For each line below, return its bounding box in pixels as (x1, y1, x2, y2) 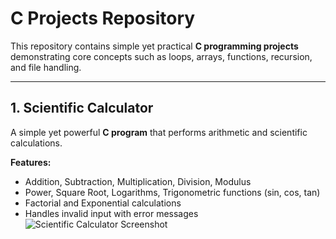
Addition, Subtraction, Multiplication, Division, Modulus (24, 175, 252, 187)
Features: (10, 156, 52, 168)
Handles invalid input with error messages (24, 207, 199, 219)
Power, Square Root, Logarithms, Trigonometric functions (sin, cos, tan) (24, 186, 321, 198)
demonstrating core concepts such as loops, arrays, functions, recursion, (10, 50, 313, 62)
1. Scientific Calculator (10, 100, 154, 117)
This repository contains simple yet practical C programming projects (10, 40, 299, 52)
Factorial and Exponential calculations (24, 197, 182, 209)
